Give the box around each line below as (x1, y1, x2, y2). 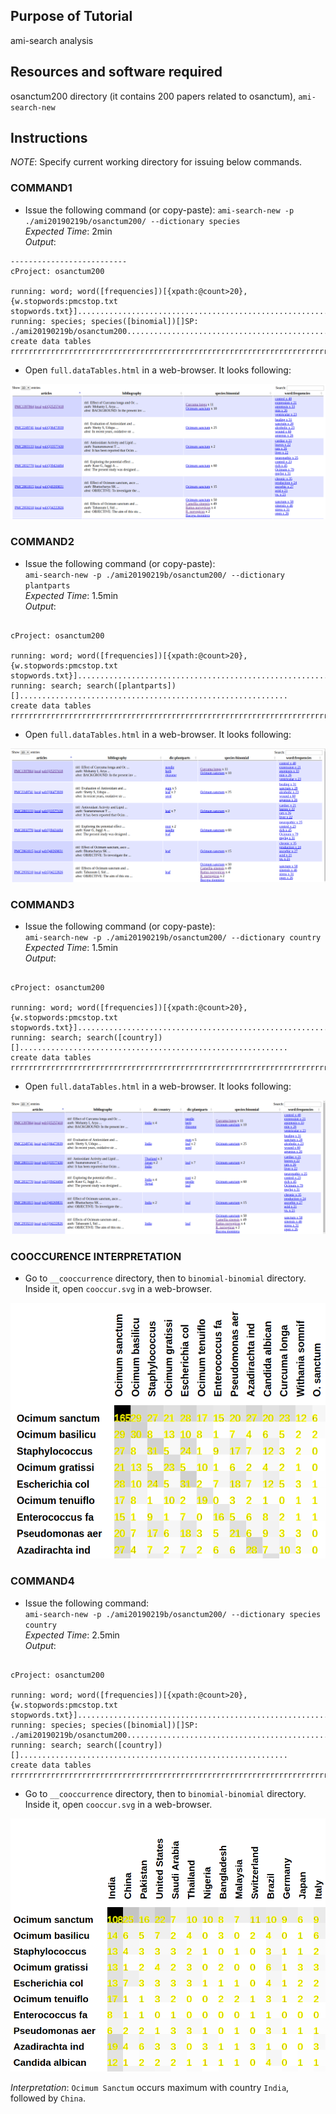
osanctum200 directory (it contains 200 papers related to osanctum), (10, 90, 297, 102)
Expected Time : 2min (24, 225, 113, 237)
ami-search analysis (10, 34, 94, 46)
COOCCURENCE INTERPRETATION (10, 1249, 182, 1263)
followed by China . (10, 2092, 86, 2104)
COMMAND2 (10, 535, 75, 549)
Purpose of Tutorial (10, 8, 133, 25)
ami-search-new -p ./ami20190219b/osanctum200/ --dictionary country (24, 932, 322, 943)
